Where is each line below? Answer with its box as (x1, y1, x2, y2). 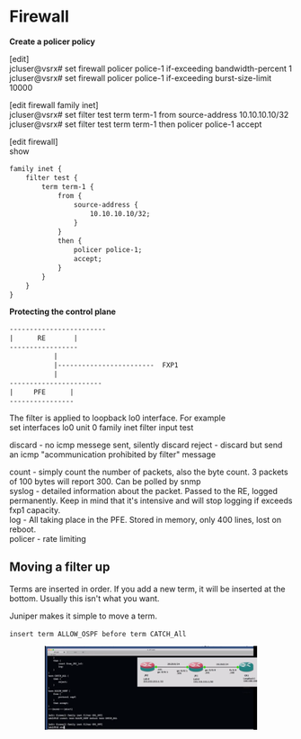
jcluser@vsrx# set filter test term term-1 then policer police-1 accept (9, 119, 262, 130)
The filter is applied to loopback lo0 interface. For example (9, 412, 226, 423)
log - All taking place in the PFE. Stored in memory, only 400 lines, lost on (9, 514, 281, 525)
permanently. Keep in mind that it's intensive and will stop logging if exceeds (9, 495, 293, 506)
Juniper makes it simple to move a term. (9, 610, 157, 621)
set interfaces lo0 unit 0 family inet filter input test (9, 421, 194, 433)
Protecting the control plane (9, 306, 117, 317)
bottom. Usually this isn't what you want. (9, 592, 160, 604)
